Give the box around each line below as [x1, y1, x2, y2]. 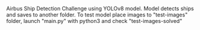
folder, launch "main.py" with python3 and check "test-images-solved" [6, 18, 183, 24]
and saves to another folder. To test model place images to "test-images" [6, 11, 188, 18]
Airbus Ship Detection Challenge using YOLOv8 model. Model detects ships [6, 5, 194, 12]
